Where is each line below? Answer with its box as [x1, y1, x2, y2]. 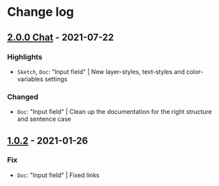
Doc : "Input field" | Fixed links [16, 171, 100, 179]
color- [186, 67, 204, 75]
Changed [7, 92, 39, 102]
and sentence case [16, 115, 71, 124]
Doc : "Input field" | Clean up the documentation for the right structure [16, 108, 212, 116]
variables [16, 75, 43, 83]
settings [44, 75, 67, 83]
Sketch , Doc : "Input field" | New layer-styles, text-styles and [16, 67, 185, 75]
